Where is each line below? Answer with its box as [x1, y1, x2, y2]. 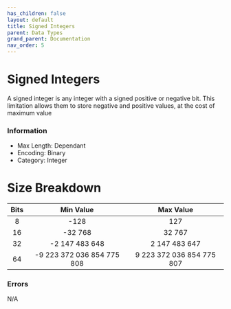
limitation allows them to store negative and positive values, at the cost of [7, 101, 215, 110]
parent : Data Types [7, 29, 63, 36]
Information [7, 126, 47, 135]
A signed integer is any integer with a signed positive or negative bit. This [7, 94, 215, 102]
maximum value [7, 108, 52, 117]
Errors [7, 279, 29, 289]
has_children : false [7, 10, 67, 17]
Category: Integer [16, 156, 67, 165]
